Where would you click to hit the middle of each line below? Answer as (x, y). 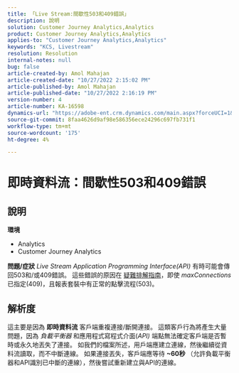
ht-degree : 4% (28, 139)
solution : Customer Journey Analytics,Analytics (81, 27)
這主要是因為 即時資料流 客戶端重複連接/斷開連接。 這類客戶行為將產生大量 (117, 327)
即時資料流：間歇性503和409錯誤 (107, 183)
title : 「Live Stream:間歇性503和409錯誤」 (69, 14)
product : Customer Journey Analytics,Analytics (79, 34)
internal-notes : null (39, 60)
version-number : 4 (34, 100)
